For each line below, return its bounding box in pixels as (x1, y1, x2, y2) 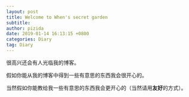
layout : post (6, 8, 39, 15)
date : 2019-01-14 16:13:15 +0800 (6, 31, 89, 37)
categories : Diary (6, 36, 52, 42)
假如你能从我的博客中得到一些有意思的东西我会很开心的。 (6, 71, 147, 79)
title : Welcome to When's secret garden (6, 14, 109, 20)
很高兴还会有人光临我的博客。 (6, 59, 79, 66)
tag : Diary (6, 42, 33, 48)
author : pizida (6, 25, 44, 32)
